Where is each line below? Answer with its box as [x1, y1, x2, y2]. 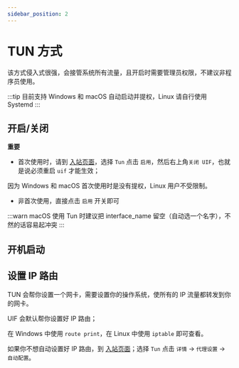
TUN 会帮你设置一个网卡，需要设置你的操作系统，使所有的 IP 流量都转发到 [7, 290, 225, 298]
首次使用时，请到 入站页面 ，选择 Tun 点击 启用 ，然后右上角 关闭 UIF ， [17, 158, 218, 166]
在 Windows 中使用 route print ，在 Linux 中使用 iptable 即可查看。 [7, 329, 208, 337]
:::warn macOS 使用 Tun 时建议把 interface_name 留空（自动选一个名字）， [7, 212, 225, 220]
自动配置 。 [7, 353, 36, 362]
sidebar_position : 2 [7, 10, 69, 18]
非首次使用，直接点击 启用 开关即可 [17, 197, 119, 205]
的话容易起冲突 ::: [13, 221, 65, 229]
